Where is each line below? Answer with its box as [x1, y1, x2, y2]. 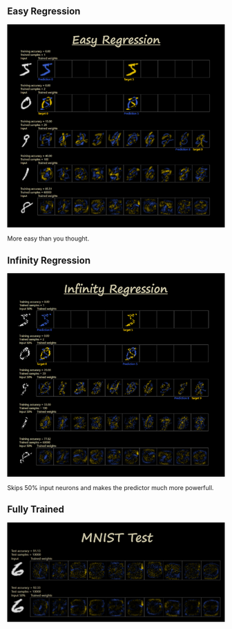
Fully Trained [7, 504, 64, 516]
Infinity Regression [7, 254, 91, 266]
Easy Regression [7, 6, 81, 17]
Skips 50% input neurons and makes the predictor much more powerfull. [7, 483, 214, 491]
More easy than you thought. [7, 234, 90, 243]
